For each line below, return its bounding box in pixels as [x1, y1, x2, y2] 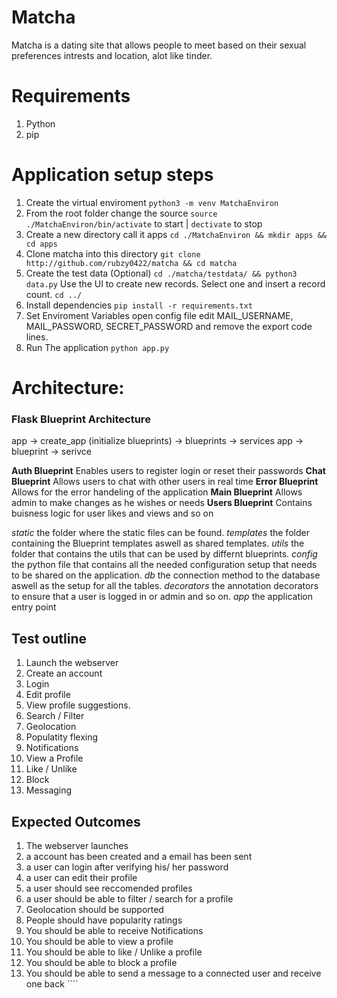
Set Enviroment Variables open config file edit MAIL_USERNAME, [25, 309, 294, 321]
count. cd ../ [25, 288, 83, 300]
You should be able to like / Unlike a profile [25, 946, 203, 958]
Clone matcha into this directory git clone [25, 247, 201, 260]
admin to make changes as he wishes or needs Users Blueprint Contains [11, 497, 313, 509]
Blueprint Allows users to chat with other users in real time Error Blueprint [11, 476, 319, 488]
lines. [25, 331, 49, 343]
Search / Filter [25, 710, 85, 722]
